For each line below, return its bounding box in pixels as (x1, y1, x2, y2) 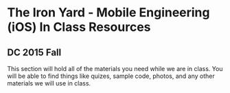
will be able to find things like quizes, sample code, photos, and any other (7, 72, 215, 80)
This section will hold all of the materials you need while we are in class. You (7, 65, 223, 72)
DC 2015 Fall (7, 46, 62, 58)
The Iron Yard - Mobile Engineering (7, 5, 210, 21)
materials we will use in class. (7, 79, 91, 87)
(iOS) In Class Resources (7, 19, 151, 35)
